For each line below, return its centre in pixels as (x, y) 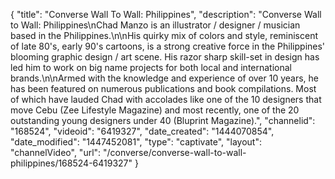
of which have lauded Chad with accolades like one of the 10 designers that (166, 99)
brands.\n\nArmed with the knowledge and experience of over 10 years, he (165, 78)
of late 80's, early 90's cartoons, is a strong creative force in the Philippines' (168, 46)
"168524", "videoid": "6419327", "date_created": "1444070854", (142, 131)
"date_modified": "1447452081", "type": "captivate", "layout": (136, 142)
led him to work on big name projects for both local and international (151, 67)
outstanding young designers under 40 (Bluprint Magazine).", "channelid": (163, 120)
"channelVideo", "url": (56, 152)
